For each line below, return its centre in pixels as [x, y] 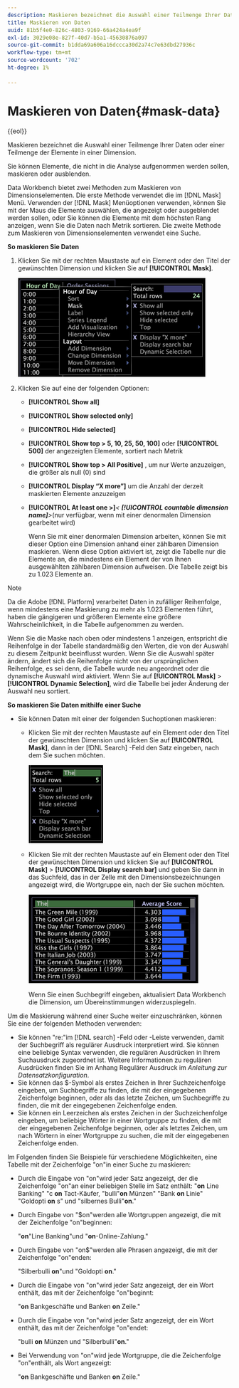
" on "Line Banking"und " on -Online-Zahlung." [83, 1236]
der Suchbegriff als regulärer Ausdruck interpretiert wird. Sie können [118, 1045]
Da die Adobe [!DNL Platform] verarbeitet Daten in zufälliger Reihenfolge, [115, 601]
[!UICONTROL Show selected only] [81, 416]
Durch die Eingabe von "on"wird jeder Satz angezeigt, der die [108, 1178]
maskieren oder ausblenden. [49, 174]
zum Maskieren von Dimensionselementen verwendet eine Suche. [104, 233]
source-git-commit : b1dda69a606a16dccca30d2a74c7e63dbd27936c [101, 45]
